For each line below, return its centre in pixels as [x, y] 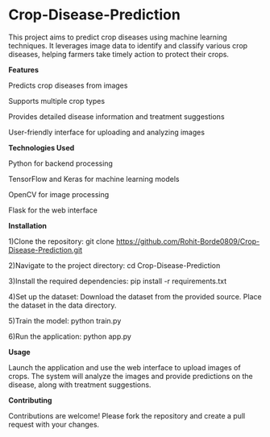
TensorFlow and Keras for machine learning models [94, 179]
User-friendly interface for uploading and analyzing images [107, 132]
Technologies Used [42, 147]
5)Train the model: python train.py [65, 320]
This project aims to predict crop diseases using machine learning [118, 37]
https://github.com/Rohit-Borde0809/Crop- [188, 241]
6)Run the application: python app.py [70, 336]
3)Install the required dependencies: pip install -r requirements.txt [118, 281]
